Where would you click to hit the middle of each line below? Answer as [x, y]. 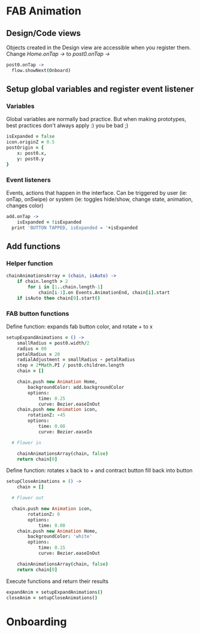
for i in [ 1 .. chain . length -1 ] [65, 287]
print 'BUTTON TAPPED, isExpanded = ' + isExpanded [75, 228]
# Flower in [27, 443]
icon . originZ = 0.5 [31, 142]
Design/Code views [43, 33]
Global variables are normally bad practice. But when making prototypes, [96, 119]
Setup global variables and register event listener [100, 89]
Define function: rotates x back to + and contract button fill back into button [99, 470]
